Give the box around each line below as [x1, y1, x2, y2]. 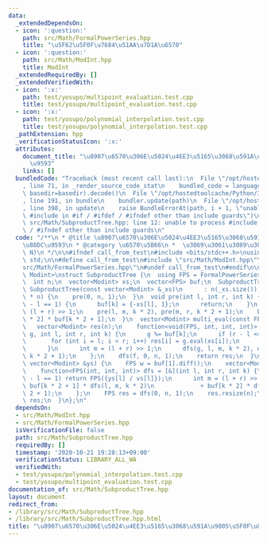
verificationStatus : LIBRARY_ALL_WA [15, 455, 137, 464]
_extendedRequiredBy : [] [15, 71, 98, 79]
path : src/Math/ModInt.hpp [22, 57, 112, 64]
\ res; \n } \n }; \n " [22, 397, 87, 404]
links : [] [22, 167, 56, 175]
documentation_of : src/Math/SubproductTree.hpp [8, 485, 169, 494]
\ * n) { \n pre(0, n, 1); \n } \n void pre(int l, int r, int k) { [22, 293, 261, 301]
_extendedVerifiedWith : [15, 78, 94, 86]
